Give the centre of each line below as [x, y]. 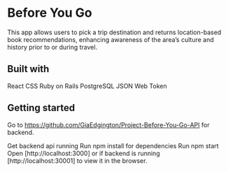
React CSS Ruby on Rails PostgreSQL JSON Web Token [87, 86]
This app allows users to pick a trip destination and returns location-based [114, 32]
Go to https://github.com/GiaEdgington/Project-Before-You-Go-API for [108, 124]
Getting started [41, 108]
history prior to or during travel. [52, 47]
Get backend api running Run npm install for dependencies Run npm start [113, 145]
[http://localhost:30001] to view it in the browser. [77, 160]
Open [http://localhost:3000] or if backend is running [84, 153]
